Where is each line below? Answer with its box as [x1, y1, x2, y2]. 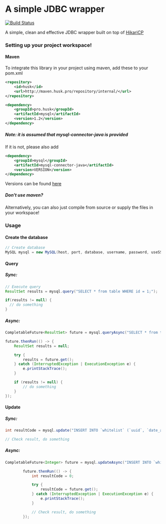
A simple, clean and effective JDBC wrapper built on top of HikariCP [5, 29, 144, 35]
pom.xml [5, 70, 23, 76]
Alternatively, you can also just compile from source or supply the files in [5, 204, 153, 210]
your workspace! [5, 210, 40, 216]
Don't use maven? [5, 192, 43, 198]
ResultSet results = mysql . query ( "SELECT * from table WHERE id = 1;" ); [5, 289, 158, 294]
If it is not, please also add [5, 144, 59, 150]
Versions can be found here [5, 181, 62, 187]
